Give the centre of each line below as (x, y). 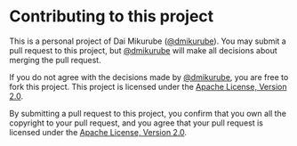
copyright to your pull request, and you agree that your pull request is (136, 123)
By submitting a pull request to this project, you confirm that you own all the (148, 113)
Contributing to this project (112, 16)
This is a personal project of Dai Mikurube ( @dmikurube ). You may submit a (148, 41)
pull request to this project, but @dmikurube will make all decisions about (143, 50)
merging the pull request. (55, 60)
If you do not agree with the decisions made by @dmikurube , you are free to (149, 77)
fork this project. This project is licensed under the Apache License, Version (148, 86)
